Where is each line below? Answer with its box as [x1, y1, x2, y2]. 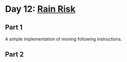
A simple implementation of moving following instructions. [5, 36, 123, 42]
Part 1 [5, 23, 23, 31]
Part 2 [5, 50, 24, 59]
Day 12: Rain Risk [5, 3, 76, 15]
